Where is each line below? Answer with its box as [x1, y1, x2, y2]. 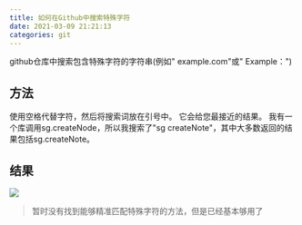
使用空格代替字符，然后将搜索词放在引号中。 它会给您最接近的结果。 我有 [9, 111, 285, 122]
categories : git [9, 30, 71, 39]
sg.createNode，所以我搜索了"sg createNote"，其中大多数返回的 [40, 122, 285, 133]
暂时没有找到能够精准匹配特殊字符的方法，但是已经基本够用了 [31, 206, 264, 216]
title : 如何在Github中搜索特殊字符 [9, 13, 130, 23]
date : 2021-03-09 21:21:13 [9, 22, 112, 31]
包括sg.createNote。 [16, 133, 96, 145]
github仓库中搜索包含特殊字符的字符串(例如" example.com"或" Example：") [9, 56, 293, 67]
